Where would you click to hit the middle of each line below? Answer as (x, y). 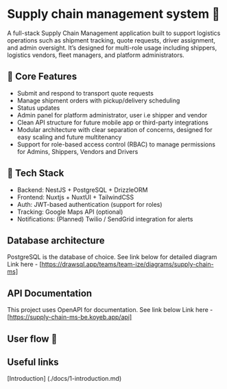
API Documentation (50, 293)
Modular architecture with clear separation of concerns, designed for (115, 129)
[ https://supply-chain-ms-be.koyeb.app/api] (70, 317)
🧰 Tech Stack (36, 174)
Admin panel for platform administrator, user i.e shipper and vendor (112, 115)
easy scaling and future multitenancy (69, 137)
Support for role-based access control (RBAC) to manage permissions (116, 144)
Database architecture (56, 240)
